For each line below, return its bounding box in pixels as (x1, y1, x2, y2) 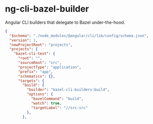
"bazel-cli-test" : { (14, 51, 55, 56)
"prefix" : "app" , (17, 69, 53, 74)
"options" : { (26, 92, 53, 97)
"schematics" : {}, (17, 74, 55, 78)
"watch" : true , (31, 101, 62, 106)
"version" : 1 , (9, 38, 38, 43)
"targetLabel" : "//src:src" (31, 105, 88, 110)
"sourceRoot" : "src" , (17, 61, 62, 65)
